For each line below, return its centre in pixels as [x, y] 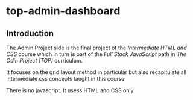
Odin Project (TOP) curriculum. [45, 61]
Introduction [30, 33]
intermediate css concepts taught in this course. [66, 79]
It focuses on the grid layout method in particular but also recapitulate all [96, 72]
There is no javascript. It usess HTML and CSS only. [71, 90]
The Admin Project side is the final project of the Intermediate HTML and [96, 48]
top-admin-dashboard [63, 11]
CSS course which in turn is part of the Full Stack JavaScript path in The [96, 54]
